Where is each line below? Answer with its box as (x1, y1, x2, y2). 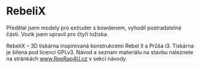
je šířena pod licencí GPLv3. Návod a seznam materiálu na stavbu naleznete (6, 48, 193, 55)
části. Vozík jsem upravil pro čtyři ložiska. (6, 30, 109, 37)
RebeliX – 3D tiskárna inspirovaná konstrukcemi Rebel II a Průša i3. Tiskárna (6, 42, 194, 49)
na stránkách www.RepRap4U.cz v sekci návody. (6, 55, 127, 62)
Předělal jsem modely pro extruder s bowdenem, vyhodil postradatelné (6, 24, 182, 31)
